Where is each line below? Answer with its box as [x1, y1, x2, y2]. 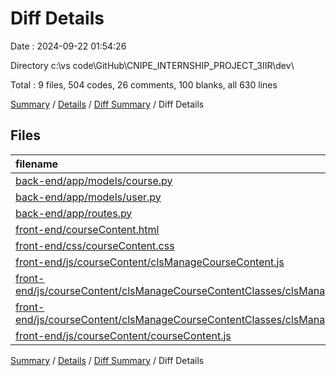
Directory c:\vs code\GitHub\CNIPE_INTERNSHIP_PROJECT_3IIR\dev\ [10, 59, 295, 71]
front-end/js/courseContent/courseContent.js [15, 328, 232, 342]
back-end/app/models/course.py [15, 173, 173, 187]
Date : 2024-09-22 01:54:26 [10, 40, 127, 52]
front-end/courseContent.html [15, 222, 160, 236]
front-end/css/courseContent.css [15, 238, 175, 252]
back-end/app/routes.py [15, 206, 133, 220]
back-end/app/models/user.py [15, 190, 162, 204]
